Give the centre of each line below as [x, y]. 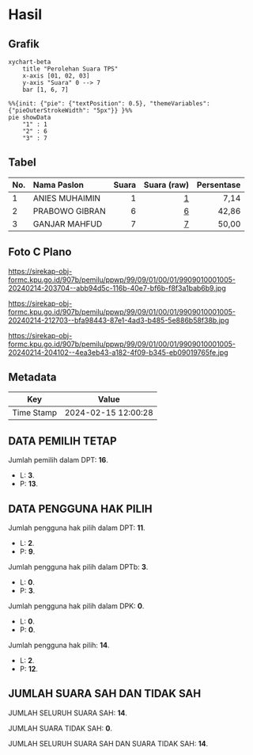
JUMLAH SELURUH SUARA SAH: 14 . [68, 713]
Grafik [24, 44]
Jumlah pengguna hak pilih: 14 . [59, 645]
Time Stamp [35, 413]
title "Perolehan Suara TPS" [70, 69]
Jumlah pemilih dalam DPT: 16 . [58, 460]
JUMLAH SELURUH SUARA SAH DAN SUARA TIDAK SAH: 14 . [108, 743]
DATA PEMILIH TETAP [62, 441]
